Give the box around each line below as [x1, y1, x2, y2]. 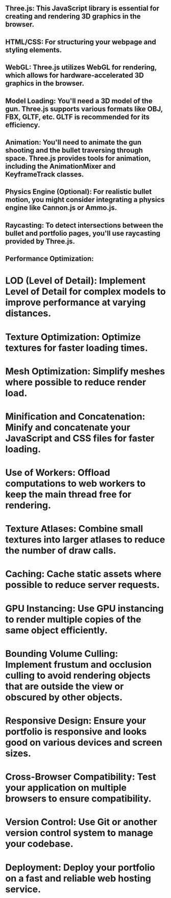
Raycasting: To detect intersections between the [5, 221, 163, 230]
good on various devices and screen [5, 737, 162, 748]
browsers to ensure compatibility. [5, 793, 152, 805]
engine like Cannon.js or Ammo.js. [5, 204, 117, 212]
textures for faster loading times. [5, 342, 148, 353]
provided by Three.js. [5, 237, 76, 246]
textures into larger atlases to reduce [5, 534, 165, 546]
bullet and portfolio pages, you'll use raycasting [5, 229, 161, 237]
